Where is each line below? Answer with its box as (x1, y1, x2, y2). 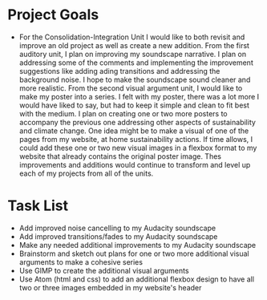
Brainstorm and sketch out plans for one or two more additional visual (18, 249, 249, 258)
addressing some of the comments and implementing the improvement (18, 58, 253, 67)
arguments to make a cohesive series (18, 257, 144, 266)
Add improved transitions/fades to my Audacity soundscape (18, 231, 218, 241)
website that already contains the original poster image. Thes (18, 151, 222, 161)
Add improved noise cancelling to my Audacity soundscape (18, 223, 216, 233)
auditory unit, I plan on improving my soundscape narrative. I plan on (18, 49, 246, 59)
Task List (7, 197, 69, 215)
